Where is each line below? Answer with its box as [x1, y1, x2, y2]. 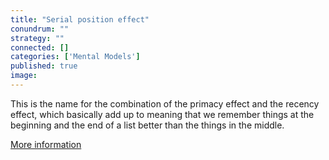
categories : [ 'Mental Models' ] [10, 52, 141, 62]
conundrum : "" [10, 24, 70, 34]
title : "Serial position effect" [10, 14, 150, 25]
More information [10, 138, 82, 150]
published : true [10, 61, 78, 71]
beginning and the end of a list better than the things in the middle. [10, 119, 285, 131]
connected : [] [10, 42, 70, 53]
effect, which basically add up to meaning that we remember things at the [10, 108, 315, 120]
